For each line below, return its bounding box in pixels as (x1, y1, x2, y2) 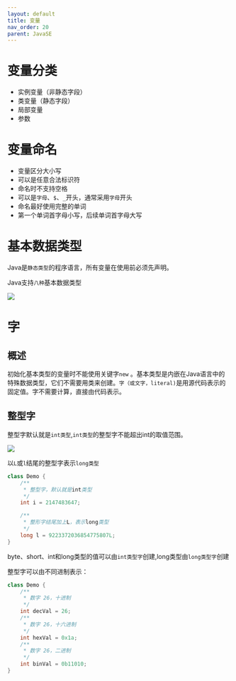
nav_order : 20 (7, 23, 50, 31)
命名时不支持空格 (17, 184, 68, 193)
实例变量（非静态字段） (17, 88, 86, 96)
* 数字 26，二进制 (23, 647, 71, 655)
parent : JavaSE (7, 30, 52, 38)
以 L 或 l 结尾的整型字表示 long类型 (7, 458, 99, 467)
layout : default (7, 10, 55, 18)
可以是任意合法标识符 (17, 175, 80, 184)
